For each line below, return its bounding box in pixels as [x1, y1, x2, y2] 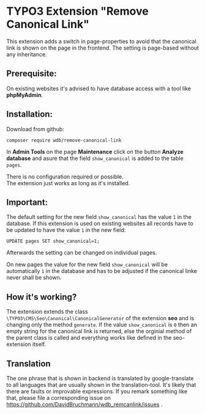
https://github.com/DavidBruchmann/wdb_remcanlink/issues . [6, 401, 163, 408]
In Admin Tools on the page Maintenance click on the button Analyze [6, 148, 184, 155]
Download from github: [6, 125, 64, 132]
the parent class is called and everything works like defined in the [6, 334, 172, 342]
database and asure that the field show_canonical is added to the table [6, 155, 184, 162]
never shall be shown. [6, 274, 62, 282]
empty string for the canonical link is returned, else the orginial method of [6, 328, 192, 335]
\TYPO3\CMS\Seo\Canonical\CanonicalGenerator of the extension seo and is [6, 315, 195, 322]
